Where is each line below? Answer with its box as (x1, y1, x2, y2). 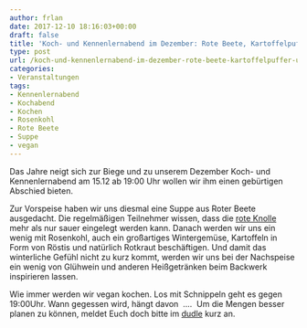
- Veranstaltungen (9, 73, 79, 82)
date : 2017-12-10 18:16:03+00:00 (9, 22, 137, 31)
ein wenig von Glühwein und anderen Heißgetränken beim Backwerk (9, 261, 268, 272)
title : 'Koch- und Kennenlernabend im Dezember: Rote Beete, (9, 38, 248, 48)
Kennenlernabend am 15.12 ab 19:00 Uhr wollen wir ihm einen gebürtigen (9, 175, 283, 186)
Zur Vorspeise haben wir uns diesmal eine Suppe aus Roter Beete (9, 203, 256, 214)
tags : (9, 81, 30, 90)
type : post (9, 48, 51, 57)
